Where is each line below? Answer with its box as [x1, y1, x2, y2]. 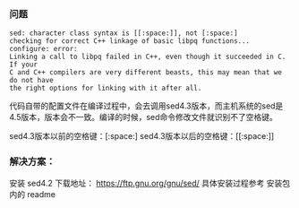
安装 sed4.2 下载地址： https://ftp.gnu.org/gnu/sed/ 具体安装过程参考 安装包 [9, 178, 291, 188]
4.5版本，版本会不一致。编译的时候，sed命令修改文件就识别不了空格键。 [9, 112, 278, 123]
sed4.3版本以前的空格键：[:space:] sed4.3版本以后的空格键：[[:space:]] [9, 131, 275, 142]
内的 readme [9, 188, 56, 199]
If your [9, 60, 38, 69]
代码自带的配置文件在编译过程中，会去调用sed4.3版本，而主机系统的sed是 [9, 100, 284, 111]
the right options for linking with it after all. [9, 83, 202, 93]
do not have [9, 76, 54, 85]
